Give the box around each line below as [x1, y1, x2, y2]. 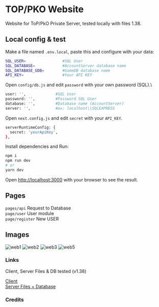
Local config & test [5, 35, 66, 44]
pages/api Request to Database [5, 205, 71, 211]
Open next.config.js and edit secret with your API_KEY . [5, 115, 123, 121]
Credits [5, 296, 24, 303]
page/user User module [5, 210, 55, 217]
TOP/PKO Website [5, 4, 84, 15]
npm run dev [5, 158, 31, 163]
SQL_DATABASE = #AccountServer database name [5, 63, 126, 68]
